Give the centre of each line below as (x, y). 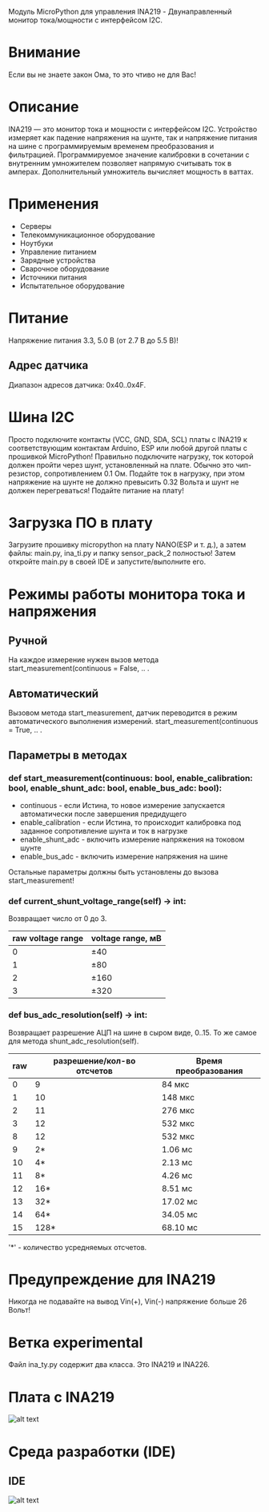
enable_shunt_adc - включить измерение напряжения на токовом (132, 839)
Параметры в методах (68, 755)
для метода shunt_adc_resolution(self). (74, 1041)
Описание (44, 107)
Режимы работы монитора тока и (127, 594)
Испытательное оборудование (72, 286)
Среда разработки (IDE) (92, 1452)
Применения (54, 204)
